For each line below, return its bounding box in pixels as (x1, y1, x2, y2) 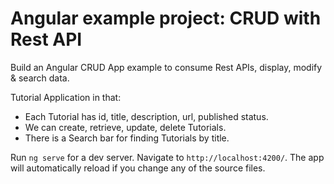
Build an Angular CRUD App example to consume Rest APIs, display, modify (10, 61, 323, 73)
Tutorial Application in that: (10, 91, 122, 103)
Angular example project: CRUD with (10, 7, 322, 30)
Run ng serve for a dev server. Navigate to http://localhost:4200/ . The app (10, 151, 325, 163)
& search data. (10, 72, 70, 84)
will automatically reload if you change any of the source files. (10, 162, 266, 174)
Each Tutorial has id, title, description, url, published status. (24, 110, 269, 122)
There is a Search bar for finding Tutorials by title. (24, 132, 230, 144)
